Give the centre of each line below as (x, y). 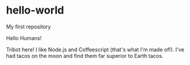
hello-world (35, 10)
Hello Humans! (24, 38)
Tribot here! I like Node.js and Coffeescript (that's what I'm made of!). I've (95, 49)
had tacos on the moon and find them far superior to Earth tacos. (85, 56)
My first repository (29, 27)
